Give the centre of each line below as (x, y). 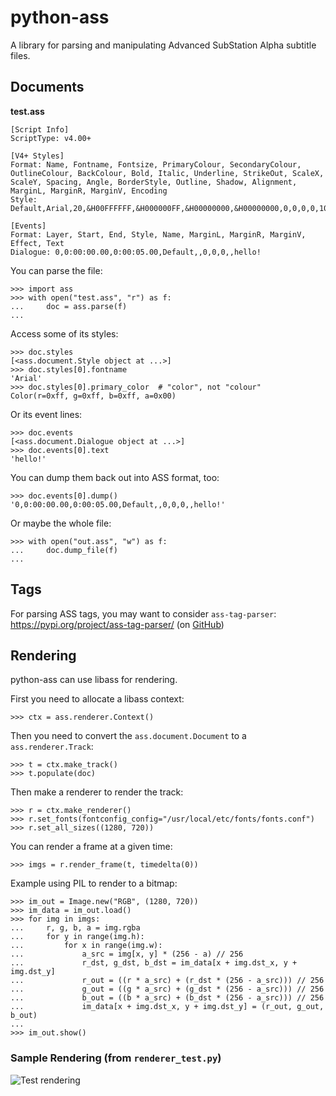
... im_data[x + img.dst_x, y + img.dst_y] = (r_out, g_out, (167, 1007)
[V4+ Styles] (37, 156)
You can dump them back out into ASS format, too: (115, 477)
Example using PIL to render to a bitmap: (94, 883)
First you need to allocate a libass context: (97, 699)
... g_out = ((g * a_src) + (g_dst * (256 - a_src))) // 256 (167, 989)
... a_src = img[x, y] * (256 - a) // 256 (127, 954)
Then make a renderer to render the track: (97, 792)
